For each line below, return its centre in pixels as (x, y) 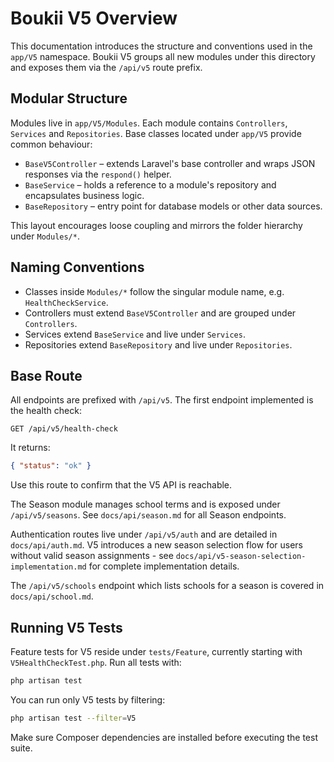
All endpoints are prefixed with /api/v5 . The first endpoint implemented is (162, 400)
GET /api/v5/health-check (64, 429)
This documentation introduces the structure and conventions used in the (161, 46)
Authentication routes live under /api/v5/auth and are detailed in (144, 534)
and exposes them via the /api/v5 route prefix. (106, 67)
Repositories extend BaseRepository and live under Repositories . (158, 344)
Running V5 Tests (66, 627)
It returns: (30, 448)
